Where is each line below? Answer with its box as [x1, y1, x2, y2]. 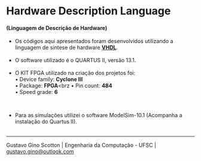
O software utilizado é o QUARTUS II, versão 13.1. [14, 57, 136, 64]
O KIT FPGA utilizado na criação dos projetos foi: [14, 69, 136, 77]
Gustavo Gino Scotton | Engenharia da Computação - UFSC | [6, 142, 157, 149]
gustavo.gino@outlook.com [6, 148, 74, 155]
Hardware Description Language [6, 4, 171, 18]
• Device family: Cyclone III [14, 76, 83, 83]
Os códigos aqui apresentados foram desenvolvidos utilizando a [14, 38, 173, 45]
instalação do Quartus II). [14, 118, 78, 125]
